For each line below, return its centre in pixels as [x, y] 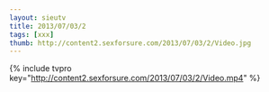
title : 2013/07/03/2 [48, 26]
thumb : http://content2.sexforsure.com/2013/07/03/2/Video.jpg [130, 43]
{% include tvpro [40, 69]
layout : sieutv [38, 18]
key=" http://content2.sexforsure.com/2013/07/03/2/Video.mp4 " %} [135, 78]
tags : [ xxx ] [31, 34]
